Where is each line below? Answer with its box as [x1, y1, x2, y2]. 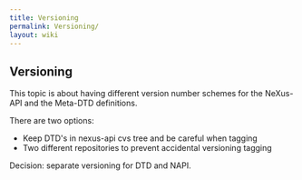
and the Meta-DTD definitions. [24, 97, 138, 109]
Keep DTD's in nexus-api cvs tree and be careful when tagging [22, 133, 258, 144]
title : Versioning [9, 13, 79, 23]
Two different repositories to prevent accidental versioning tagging [22, 143, 272, 154]
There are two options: [9, 115, 94, 126]
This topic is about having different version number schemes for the [9, 88, 263, 99]
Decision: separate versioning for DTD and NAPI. [9, 160, 192, 171]
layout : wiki [9, 30, 59, 39]
